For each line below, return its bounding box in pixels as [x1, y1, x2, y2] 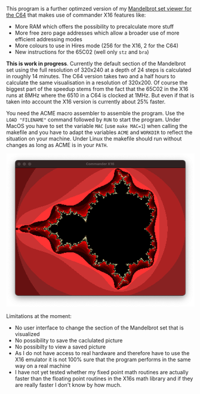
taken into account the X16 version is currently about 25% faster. [6, 98, 166, 105]
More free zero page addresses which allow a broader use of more [14, 29, 180, 36]
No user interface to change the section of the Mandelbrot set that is [14, 324, 184, 331]
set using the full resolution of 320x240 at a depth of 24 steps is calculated [6, 66, 192, 74]
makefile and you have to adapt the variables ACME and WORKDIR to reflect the [6, 129, 193, 136]
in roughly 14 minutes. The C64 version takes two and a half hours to [6, 73, 176, 80]
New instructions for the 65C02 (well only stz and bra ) [14, 48, 149, 56]
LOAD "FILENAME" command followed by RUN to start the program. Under [6, 116, 181, 123]
